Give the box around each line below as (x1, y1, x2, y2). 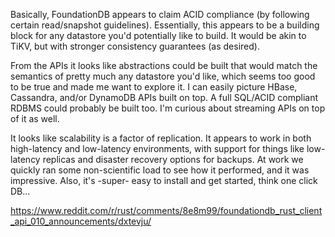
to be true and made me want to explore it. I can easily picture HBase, (10, 81, 298, 93)
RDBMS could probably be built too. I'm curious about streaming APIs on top (10, 102, 326, 114)
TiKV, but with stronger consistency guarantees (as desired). (10, 40, 260, 52)
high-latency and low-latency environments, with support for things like (10, 143, 305, 154)
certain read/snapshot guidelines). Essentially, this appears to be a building (10, 19, 320, 31)
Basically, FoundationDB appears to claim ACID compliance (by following (10, 9, 310, 20)
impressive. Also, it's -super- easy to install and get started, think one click (10, 175, 318, 186)
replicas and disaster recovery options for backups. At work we (42, 154, 304, 165)
